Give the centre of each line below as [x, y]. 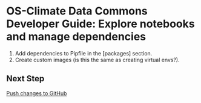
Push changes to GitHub [37, 93]
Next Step [25, 79]
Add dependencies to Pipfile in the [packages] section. [84, 53]
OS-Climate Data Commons [77, 11]
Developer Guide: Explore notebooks [100, 24]
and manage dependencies [76, 37]
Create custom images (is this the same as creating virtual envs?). [97, 60]
